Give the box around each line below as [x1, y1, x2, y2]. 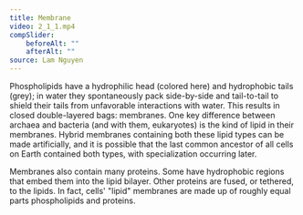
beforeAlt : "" [26, 38, 79, 48]
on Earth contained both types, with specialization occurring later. [9, 148, 257, 159]
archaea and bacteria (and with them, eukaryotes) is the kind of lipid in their [9, 119, 295, 130]
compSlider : [9, 30, 55, 39]
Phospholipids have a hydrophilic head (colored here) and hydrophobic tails [9, 81, 294, 91]
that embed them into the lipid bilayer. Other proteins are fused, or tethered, [9, 176, 295, 187]
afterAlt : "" [26, 47, 76, 56]
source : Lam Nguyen [9, 56, 84, 65]
